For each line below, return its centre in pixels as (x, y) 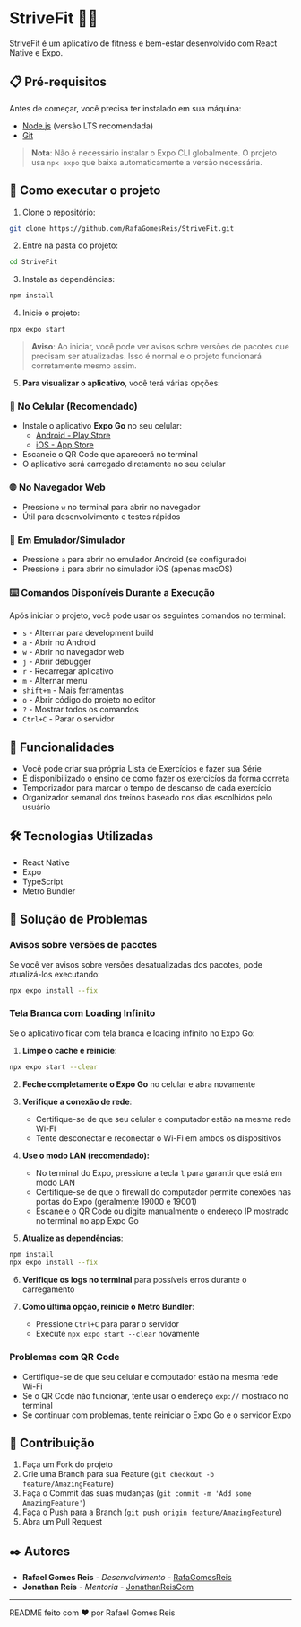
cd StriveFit (34, 262)
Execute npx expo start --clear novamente (117, 1334)
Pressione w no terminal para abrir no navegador (111, 507)
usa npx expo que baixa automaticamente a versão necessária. (146, 162)
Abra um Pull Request (62, 1522)
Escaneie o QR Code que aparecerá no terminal (110, 455)
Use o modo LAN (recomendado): (86, 1155)
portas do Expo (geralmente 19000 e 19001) (116, 1201)
